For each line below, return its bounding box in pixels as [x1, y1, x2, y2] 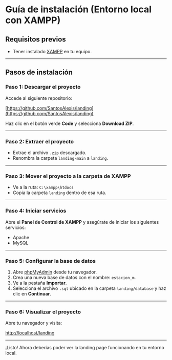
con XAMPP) [5, 14, 61, 26]
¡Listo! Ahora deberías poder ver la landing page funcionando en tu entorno [5, 345, 165, 351]
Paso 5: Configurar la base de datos [5, 257, 96, 264]
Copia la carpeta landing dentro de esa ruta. [12, 189, 106, 196]
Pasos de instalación [5, 68, 73, 77]
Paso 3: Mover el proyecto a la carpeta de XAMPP [5, 173, 132, 180]
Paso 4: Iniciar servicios [5, 207, 67, 215]
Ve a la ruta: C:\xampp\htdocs [12, 184, 74, 190]
